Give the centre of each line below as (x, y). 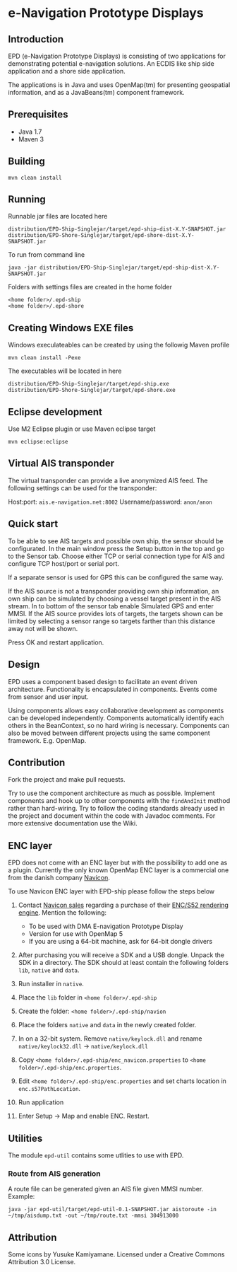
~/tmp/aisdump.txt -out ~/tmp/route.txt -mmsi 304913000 (93, 1216)
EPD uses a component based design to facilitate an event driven (103, 681)
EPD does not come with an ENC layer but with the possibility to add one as (118, 863)
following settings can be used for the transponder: (83, 488)
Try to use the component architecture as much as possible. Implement (111, 793)
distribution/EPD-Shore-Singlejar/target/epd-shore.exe (92, 391)
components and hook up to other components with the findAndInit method (119, 801)
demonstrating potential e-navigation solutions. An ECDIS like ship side (111, 64)
